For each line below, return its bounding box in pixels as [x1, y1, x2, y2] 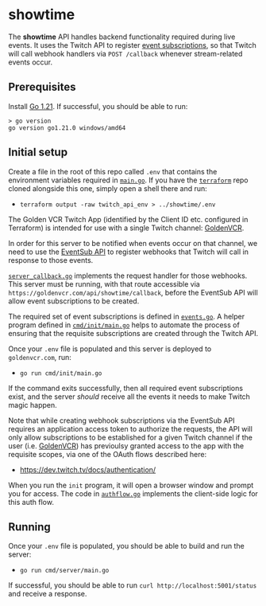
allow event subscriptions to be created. [8, 296, 140, 306]
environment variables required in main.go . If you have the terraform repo [8, 175, 249, 185]
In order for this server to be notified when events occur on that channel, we [8, 238, 258, 248]
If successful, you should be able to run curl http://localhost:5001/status [8, 581, 257, 590]
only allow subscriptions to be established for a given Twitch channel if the [8, 432, 253, 442]
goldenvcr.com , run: [8, 352, 71, 362]
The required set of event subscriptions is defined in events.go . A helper [8, 311, 245, 321]
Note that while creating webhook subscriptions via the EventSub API [8, 416, 236, 425]
